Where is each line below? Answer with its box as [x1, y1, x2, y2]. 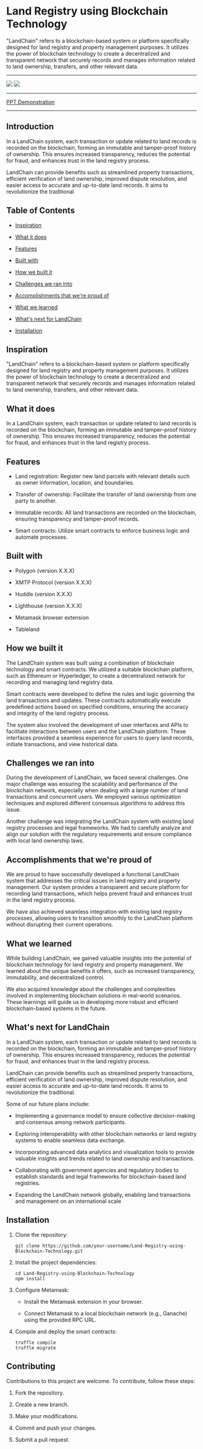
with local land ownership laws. [6, 837, 85, 844]
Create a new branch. [14, 1401, 69, 1408]
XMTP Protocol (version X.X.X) [14, 579, 92, 586]
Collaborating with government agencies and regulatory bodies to [14, 1166, 179, 1174]
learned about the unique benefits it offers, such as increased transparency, [6, 968, 195, 975]
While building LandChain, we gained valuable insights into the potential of [6, 954, 192, 962]
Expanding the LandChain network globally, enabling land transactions [14, 1191, 191, 1198]
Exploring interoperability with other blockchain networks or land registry [14, 1130, 197, 1138]
